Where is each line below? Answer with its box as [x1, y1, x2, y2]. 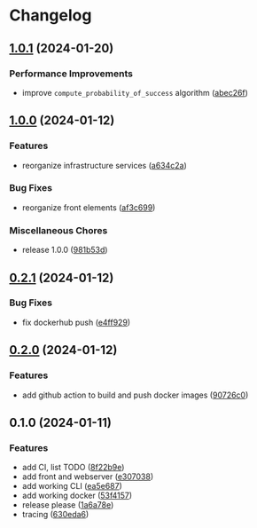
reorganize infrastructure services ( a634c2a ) [21, 160, 188, 170]
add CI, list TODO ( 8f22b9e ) [21, 462, 125, 473]
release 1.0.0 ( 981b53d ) [21, 245, 108, 256]
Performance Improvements [9, 67, 134, 80]
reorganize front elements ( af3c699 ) [21, 201, 156, 213]
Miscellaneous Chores [9, 224, 108, 236]
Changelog [9, 5, 92, 26]
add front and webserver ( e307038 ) [21, 471, 154, 482]
